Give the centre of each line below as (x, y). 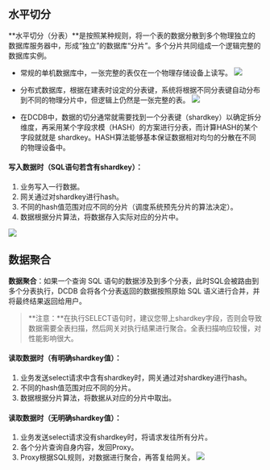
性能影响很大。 (53, 338)
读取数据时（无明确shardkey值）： (65, 418)
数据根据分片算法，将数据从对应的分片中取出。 (98, 398)
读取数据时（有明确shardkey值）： (65, 358)
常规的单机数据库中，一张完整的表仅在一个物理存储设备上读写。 (126, 73)
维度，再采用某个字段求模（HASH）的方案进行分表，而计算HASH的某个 (139, 127)
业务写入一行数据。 (52, 187)
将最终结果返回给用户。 (47, 301)
